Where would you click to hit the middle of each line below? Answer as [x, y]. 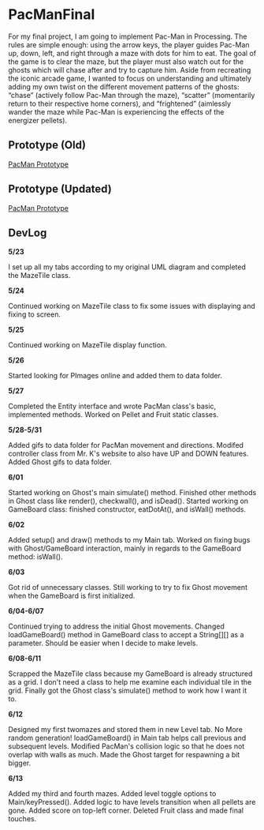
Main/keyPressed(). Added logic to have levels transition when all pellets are [132, 802]
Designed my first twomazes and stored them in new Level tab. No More [125, 730]
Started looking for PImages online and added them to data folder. [115, 376]
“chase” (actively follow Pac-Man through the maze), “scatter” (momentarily [132, 95]
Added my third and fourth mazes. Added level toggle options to [112, 794]
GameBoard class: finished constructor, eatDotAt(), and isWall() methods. [127, 509]
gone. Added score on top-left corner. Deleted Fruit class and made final [126, 810]
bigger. [20, 763]
